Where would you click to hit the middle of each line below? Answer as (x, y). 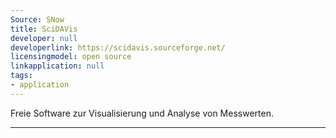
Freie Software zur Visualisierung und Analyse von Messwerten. (142, 113)
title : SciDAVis (44, 29)
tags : (21, 76)
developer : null (44, 38)
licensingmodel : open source (71, 57)
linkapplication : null (57, 66)
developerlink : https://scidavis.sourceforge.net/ (118, 47)
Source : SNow (37, 19)
